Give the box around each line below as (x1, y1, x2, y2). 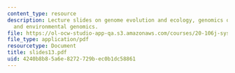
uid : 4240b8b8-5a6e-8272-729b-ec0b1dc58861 (7, 56, 136, 63)
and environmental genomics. (13, 23, 99, 30)
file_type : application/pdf (7, 36, 90, 43)
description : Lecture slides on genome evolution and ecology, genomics (7, 17, 224, 24)
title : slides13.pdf (7, 49, 68, 56)
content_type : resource (7, 10, 77, 17)
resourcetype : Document (7, 42, 77, 49)
